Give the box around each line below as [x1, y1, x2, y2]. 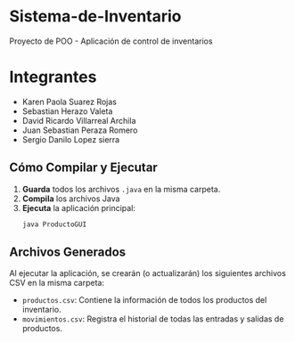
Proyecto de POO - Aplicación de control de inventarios [9, 36, 213, 46]
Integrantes [9, 67, 97, 87]
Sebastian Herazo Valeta [21, 105, 113, 117]
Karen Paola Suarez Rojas [21, 96, 118, 107]
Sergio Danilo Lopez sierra [21, 134, 120, 144]
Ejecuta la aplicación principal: [21, 202, 136, 213]
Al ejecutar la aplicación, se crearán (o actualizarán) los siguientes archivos [9, 268, 287, 279]
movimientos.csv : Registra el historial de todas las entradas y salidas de [21, 313, 284, 324]
